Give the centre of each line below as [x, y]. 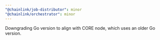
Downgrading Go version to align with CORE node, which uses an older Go [80, 28]
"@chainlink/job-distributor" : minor [44, 10]
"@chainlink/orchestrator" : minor [40, 14]
